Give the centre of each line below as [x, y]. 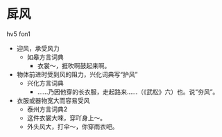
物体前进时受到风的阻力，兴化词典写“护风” [77, 74]
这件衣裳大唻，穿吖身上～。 [67, 118]
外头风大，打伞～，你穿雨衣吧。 [72, 127]
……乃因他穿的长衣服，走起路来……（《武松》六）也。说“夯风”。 [128, 92]
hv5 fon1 [18, 34]
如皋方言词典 [45, 57]
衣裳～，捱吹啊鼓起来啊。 [74, 65]
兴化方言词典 [45, 83]
